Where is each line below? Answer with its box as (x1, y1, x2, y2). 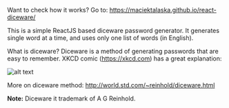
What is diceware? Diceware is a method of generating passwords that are (7, 47, 219, 55)
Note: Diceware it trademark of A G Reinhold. (7, 94, 136, 102)
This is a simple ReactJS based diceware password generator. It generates (7, 27, 219, 34)
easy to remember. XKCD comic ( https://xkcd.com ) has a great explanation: (7, 54, 222, 63)
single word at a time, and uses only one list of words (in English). (7, 34, 194, 42)
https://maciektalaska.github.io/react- (109, 6, 217, 14)
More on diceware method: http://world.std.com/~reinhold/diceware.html (7, 81, 215, 89)
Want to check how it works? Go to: (7, 6, 108, 14)
